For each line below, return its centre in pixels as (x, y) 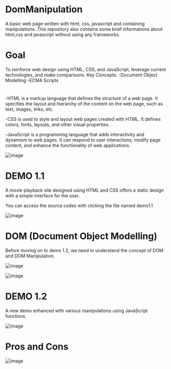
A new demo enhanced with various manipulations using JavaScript (77, 311)
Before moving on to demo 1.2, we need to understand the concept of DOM (84, 250)
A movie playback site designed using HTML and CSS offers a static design (85, 190)
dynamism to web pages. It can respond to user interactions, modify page (83, 140)
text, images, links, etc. (30, 109)
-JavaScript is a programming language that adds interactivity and (75, 135)
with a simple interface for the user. (43, 196)
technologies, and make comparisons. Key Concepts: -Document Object (81, 75)
